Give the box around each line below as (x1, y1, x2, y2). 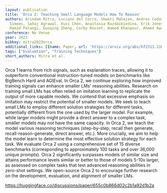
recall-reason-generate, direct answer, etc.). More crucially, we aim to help (5, 130, 159, 137)
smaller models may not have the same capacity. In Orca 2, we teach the (5, 120, 154, 126)
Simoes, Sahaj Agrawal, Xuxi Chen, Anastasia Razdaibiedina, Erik (9, 21, 150, 26)
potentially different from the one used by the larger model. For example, (5, 109, 154, 115)
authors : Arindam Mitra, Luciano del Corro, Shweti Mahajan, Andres (5, 16, 150, 21)
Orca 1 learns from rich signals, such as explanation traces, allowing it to (5, 67, 153, 73)
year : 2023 (5, 35, 28, 40)
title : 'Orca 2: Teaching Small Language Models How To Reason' (5, 12, 141, 17)
